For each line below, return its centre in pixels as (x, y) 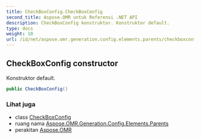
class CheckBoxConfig (43, 117)
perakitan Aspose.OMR (43, 129)
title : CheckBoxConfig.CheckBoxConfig (54, 12)
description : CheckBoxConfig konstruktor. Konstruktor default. (88, 23)
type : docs (20, 28)
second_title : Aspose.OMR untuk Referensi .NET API (72, 17)
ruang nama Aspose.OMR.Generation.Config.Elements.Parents (92, 123)
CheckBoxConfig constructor (62, 64)
